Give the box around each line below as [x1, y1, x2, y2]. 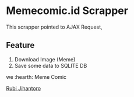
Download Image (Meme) [14, 56, 76, 63]
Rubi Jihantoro [6, 85, 41, 92]
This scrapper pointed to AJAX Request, [6, 23, 103, 30]
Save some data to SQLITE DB [14, 62, 87, 69]
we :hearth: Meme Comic [6, 73, 67, 80]
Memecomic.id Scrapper [6, 4, 128, 18]
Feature [6, 40, 35, 50]
